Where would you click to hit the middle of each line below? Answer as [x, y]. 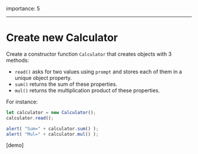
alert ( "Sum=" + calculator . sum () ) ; [52, 129]
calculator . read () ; [30, 118]
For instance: [22, 102]
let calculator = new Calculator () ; [51, 112]
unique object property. [43, 78]
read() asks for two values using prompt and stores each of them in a [98, 71]
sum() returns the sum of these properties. [66, 84]
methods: [18, 60]
